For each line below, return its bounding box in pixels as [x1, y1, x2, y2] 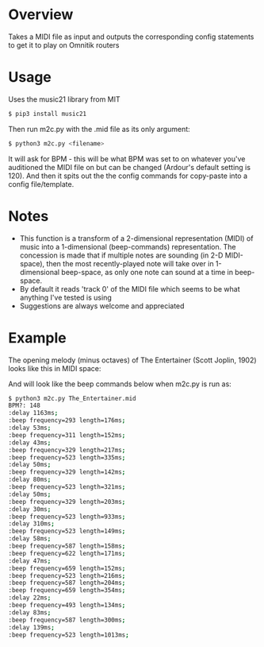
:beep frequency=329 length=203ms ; [8, 498, 126, 506]
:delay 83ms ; [8, 608, 52, 617]
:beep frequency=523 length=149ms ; [8, 527, 126, 536]
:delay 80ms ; [8, 475, 52, 484]
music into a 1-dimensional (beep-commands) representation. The [19, 242, 236, 251]
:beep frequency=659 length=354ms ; [8, 587, 126, 595]
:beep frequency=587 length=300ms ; [8, 616, 126, 624]
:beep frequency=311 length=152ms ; [8, 431, 126, 439]
